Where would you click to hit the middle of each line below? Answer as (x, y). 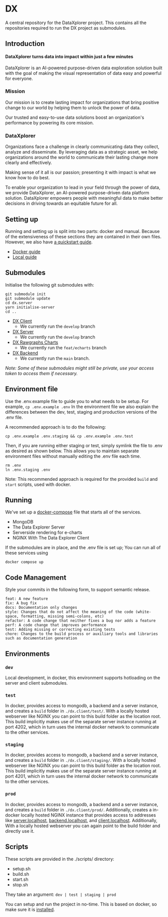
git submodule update (28, 298)
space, (12, 616)
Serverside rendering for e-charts (47, 533)
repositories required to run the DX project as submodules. (66, 28)
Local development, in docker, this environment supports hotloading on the (83, 678)
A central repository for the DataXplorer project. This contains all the (76, 23)
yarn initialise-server (30, 307)
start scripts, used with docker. (38, 484)
